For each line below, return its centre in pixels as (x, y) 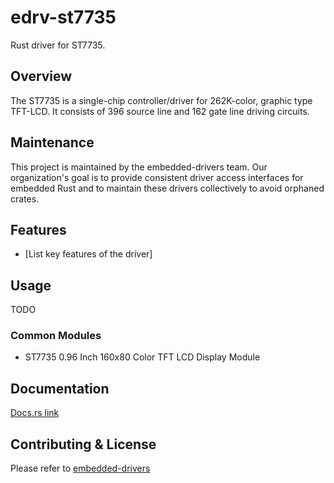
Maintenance (52, 142)
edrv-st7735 (63, 17)
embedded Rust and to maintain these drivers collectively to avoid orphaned (167, 188)
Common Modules (56, 336)
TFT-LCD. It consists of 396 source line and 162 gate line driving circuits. (160, 111)
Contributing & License (83, 444)
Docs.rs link (35, 413)
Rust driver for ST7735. (58, 45)
